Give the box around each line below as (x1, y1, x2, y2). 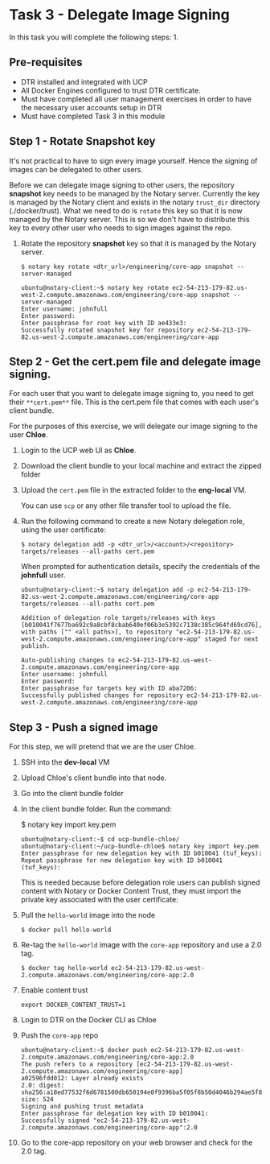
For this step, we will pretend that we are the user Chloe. (9, 742, 196, 752)
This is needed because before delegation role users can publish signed (20, 877, 260, 887)
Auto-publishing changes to (20, 656, 115, 665)
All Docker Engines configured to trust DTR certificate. (20, 85, 201, 95)
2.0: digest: (20, 1081, 65, 1090)
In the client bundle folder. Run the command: (20, 804, 172, 814)
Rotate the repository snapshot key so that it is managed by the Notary (20, 238, 256, 248)
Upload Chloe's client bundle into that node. (20, 773, 167, 782)
